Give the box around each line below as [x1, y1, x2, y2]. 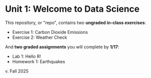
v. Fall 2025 [5, 68, 28, 74]
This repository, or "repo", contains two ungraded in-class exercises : [5, 20, 146, 26]
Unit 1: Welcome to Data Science [5, 3, 140, 15]
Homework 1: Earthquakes [12, 58, 65, 64]
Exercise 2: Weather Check [12, 34, 67, 40]
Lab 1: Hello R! [12, 53, 41, 59]
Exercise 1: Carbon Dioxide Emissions [12, 29, 88, 35]
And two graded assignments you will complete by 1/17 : [5, 44, 119, 50]
